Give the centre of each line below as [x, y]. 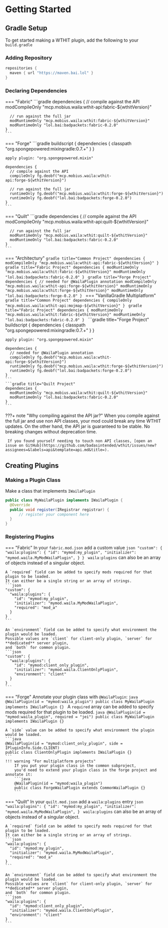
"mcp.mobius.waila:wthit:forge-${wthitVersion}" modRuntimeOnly [74, 291]
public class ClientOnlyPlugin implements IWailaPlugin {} [69, 753]
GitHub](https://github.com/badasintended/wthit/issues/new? [91, 446]
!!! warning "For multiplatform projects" [50, 761]
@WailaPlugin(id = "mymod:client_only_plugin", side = [64, 744]
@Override [20, 505]
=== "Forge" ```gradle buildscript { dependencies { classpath [69, 143]
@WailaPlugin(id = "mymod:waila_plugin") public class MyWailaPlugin [80, 702]
